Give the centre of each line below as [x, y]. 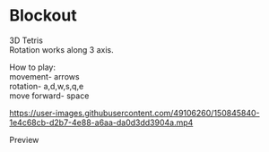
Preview [24, 139]
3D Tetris [26, 40]
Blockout [43, 16]
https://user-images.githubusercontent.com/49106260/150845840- [134, 113]
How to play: [33, 67]
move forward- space [49, 96]
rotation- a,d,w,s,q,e [47, 86]
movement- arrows [44, 76]
